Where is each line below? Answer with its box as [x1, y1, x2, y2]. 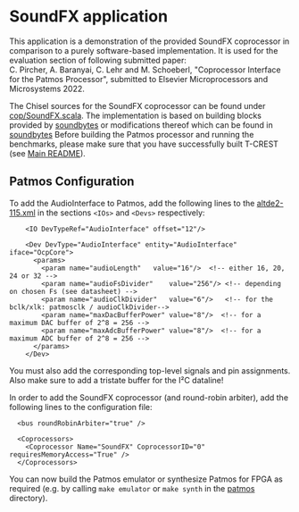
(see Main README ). [9, 147, 87, 158]
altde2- [256, 197, 284, 208]
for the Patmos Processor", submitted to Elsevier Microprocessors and [9, 73, 269, 84]
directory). [9, 492, 48, 503]
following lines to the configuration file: [9, 401, 153, 412]
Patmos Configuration [9, 174, 135, 189]
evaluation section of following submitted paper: [9, 55, 187, 65]
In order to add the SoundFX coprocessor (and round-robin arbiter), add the [9, 391, 288, 403]
